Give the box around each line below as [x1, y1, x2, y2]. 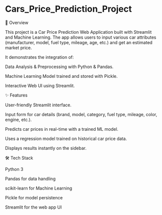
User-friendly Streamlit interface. [5, 102, 72, 108]
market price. [5, 45, 32, 50]
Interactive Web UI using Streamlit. [5, 82, 75, 89]
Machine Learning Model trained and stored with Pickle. [5, 73, 118, 79]
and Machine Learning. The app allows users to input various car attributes [5, 34, 157, 40]
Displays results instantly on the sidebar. [5, 145, 87, 151]
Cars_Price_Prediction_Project [5, 3, 132, 15]
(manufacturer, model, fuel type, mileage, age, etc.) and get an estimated [5, 39, 153, 45]
